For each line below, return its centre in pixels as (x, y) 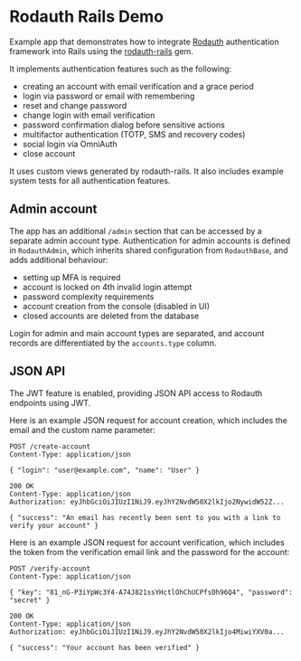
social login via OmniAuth (70, 144)
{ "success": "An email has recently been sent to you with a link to (145, 517)
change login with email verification (89, 115)
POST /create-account (50, 446)
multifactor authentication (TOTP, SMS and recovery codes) (134, 134)
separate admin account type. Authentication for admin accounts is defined (150, 241)
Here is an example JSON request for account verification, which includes (147, 542)
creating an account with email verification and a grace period (138, 86)
